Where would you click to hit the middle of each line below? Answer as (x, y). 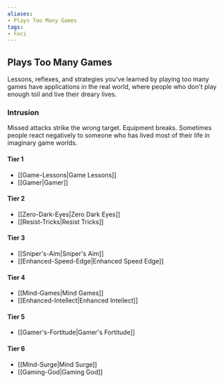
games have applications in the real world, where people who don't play (112, 87)
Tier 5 (16, 317)
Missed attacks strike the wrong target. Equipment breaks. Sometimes (110, 128)
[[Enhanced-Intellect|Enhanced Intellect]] (78, 300)
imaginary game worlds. (42, 143)
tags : (15, 27)
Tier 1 (16, 159)
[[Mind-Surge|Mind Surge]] (57, 364)
